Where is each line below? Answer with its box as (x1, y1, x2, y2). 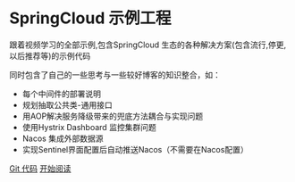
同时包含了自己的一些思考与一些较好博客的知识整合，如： (9, 69, 221, 80)
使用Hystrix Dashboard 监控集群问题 (21, 121, 156, 132)
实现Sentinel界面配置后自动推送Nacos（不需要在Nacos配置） (21, 144, 249, 154)
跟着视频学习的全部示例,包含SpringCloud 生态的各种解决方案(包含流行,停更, (9, 39, 287, 50)
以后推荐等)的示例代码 (9, 50, 91, 61)
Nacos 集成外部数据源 (21, 133, 104, 144)
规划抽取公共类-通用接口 (21, 99, 114, 110)
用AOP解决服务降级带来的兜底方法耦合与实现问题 (21, 111, 204, 121)
